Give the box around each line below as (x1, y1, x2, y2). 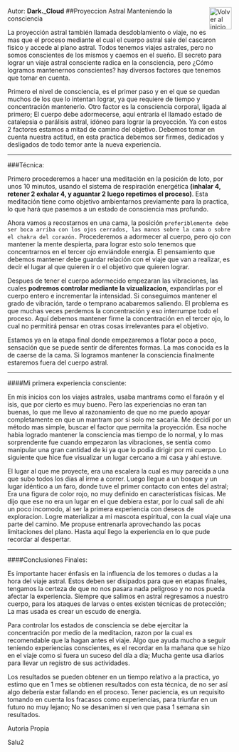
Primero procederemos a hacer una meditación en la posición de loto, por (7, 174, 223, 183)
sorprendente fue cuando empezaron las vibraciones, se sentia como (7, 438, 211, 446)
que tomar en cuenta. (7, 73, 70, 82)
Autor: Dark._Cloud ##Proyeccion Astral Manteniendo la (7, 7, 173, 15)
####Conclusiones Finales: (7, 555, 87, 564)
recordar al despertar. (7, 535, 71, 543)
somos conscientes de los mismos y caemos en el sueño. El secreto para (7, 51, 222, 59)
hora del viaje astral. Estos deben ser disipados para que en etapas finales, (7, 577, 228, 585)
